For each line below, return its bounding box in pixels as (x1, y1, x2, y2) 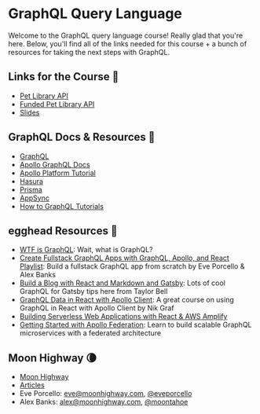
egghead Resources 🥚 (8, 224, 118, 237)
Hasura (19, 176, 43, 185)
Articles (19, 380, 45, 390)
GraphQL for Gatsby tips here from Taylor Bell (19, 287, 168, 296)
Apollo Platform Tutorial (19, 168, 96, 178)
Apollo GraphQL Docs (19, 159, 90, 169)
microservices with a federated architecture (19, 328, 162, 338)
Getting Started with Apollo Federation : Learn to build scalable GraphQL (19, 320, 253, 330)
